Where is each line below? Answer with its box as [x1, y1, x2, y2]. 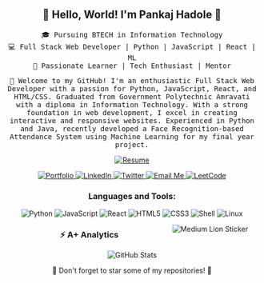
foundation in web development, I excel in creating [26, 108, 238, 117]
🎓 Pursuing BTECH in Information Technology [41, 30, 223, 39]
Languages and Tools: [88, 190, 176, 201]
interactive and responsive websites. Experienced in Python [9, 116, 255, 125]
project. [114, 140, 150, 149]
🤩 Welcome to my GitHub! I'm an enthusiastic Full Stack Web [9, 76, 255, 85]
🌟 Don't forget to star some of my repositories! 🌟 [52, 265, 212, 276]
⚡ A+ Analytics [60, 229, 119, 241]
